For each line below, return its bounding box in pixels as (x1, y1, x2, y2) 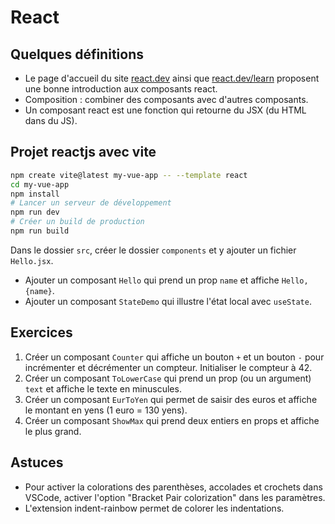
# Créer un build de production (10, 217, 145, 227)
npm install (10, 189, 60, 199)
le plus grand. (24, 425, 82, 437)
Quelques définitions (10, 46, 144, 63)
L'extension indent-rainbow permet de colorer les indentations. (24, 502, 285, 514)
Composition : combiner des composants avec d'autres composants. (24, 94, 309, 105)
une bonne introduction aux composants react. (24, 83, 218, 95)
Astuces (10, 454, 64, 471)
